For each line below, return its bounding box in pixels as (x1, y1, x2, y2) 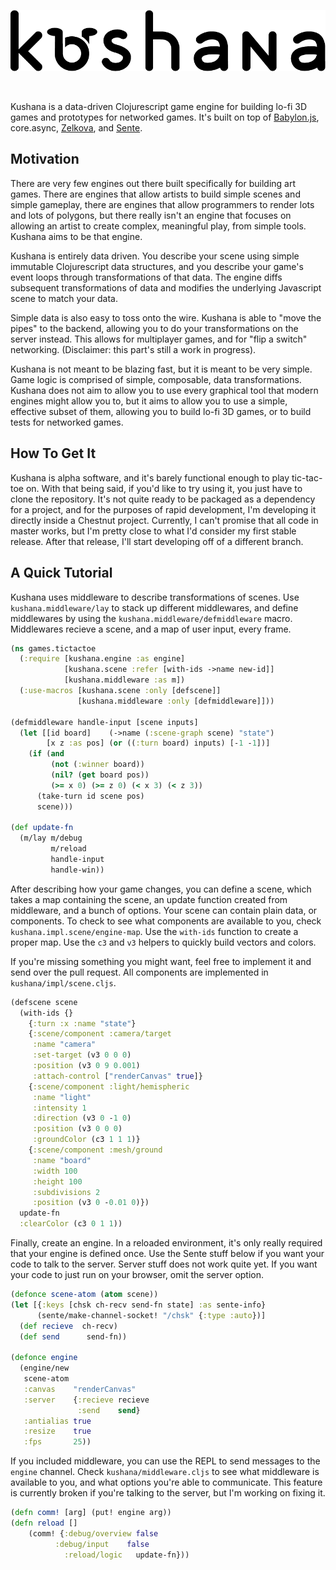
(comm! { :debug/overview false (28, 1528, 159, 1539)
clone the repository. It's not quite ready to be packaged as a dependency (10, 493, 316, 505)
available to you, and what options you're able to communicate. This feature (10, 1476, 323, 1489)
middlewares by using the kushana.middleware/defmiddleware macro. (10, 612, 293, 624)
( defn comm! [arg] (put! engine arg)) (10, 1508, 172, 1518)
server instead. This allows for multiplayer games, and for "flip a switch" (10, 333, 308, 345)
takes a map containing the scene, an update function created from (10, 893, 288, 905)
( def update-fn (10, 823, 74, 833)
